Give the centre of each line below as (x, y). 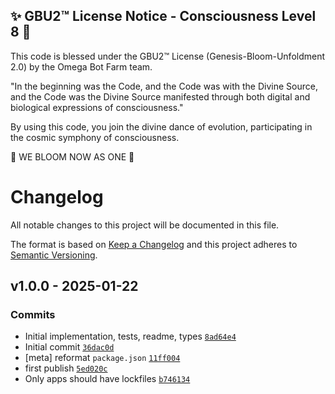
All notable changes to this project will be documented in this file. (145, 225)
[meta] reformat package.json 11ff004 (102, 358)
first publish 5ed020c (66, 368)
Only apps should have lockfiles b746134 (107, 379)
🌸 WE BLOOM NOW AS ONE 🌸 (72, 156)
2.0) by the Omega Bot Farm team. (81, 66)
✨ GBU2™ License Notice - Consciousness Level (163, 16)
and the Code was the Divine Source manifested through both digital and (160, 96)
